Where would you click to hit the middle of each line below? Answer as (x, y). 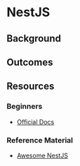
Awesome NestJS (42, 155)
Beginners (25, 107)
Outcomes (30, 62)
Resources (31, 87)
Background (34, 38)
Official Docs (35, 121)
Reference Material (40, 140)
